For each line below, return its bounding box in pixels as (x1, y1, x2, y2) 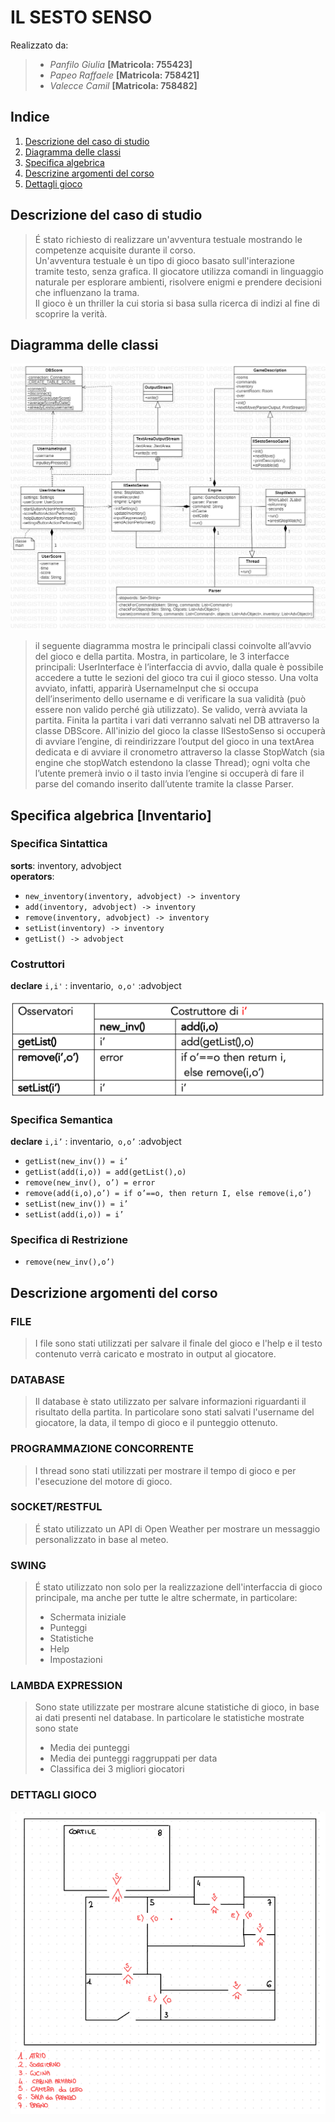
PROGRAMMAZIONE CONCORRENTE (10, 1442, 194, 1456)
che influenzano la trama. (34, 286, 140, 298)
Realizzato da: (10, 39, 69, 51)
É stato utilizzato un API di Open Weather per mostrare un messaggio (34, 1522, 321, 1535)
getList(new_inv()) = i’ (24, 1156, 129, 1166)
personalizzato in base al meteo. (34, 1533, 169, 1545)
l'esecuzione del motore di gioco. (34, 1475, 173, 1487)
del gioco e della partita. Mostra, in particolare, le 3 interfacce (34, 651, 290, 663)
